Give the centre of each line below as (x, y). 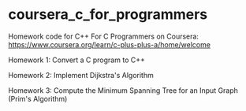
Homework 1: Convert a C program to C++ (77, 60)
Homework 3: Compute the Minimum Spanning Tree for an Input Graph (123, 90)
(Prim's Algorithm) (38, 98)
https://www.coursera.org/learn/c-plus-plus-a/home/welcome (110, 44)
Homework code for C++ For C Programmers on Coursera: (104, 36)
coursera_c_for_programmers (108, 15)
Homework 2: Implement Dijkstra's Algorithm (81, 75)
